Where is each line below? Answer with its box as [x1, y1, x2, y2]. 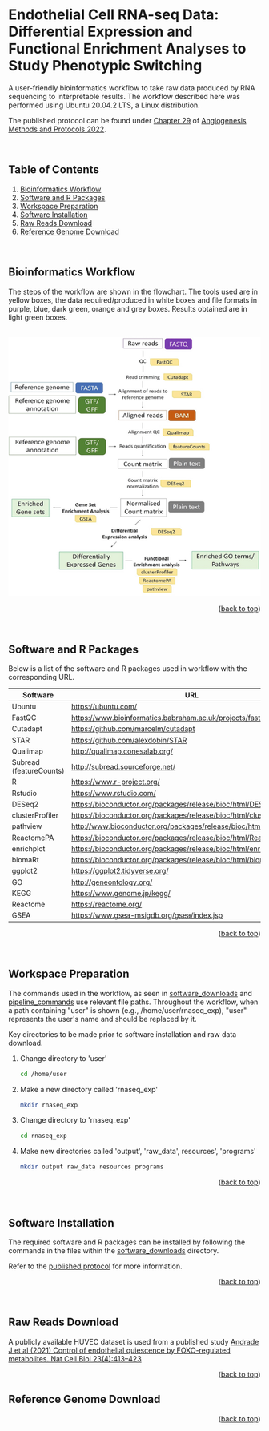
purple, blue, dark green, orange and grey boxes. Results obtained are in [8, 303, 247, 313]
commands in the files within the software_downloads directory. [8, 1246, 219, 1255]
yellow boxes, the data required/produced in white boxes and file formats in [8, 295, 258, 305]
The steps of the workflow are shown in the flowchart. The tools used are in [8, 287, 259, 296]
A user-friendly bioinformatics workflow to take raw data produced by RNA [8, 82, 255, 93]
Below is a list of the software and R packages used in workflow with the [8, 664, 247, 673]
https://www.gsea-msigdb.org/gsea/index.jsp [70, 910, 223, 920]
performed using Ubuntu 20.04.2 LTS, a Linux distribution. [8, 100, 200, 110]
